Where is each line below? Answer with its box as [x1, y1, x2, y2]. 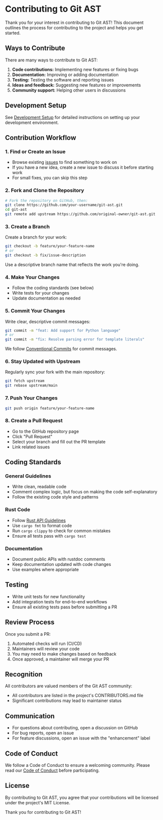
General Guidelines [5, 473, 52, 480]
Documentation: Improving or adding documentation [12, 72, 119, 78]
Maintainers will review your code [12, 645, 80, 652]
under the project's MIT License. [5, 800, 71, 805]
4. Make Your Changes [5, 274, 60, 280]
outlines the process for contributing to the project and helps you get [5, 24, 144, 30]
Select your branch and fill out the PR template [12, 439, 106, 444]
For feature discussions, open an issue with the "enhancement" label [12, 735, 150, 741]
